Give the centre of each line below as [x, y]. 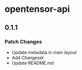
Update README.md [33, 63]
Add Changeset [28, 58]
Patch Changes [23, 42]
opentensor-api [37, 9]
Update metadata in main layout [44, 52]
